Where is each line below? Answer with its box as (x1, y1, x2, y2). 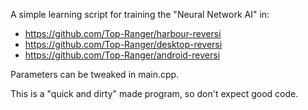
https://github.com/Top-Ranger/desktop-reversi (24, 39, 223, 50)
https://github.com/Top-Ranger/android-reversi (24, 49, 221, 61)
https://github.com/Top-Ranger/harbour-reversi (24, 28, 222, 39)
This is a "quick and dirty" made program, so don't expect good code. (10, 88, 299, 99)
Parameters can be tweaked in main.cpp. (10, 69, 180, 80)
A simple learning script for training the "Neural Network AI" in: (10, 9, 270, 20)
